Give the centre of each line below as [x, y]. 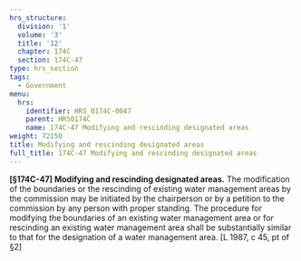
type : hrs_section [44, 69]
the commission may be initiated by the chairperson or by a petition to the [147, 198]
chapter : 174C [44, 52]
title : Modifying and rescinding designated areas [107, 145]
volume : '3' [40, 35]
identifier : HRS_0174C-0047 [78, 111]
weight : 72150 [36, 136]
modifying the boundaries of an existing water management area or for [142, 217]
